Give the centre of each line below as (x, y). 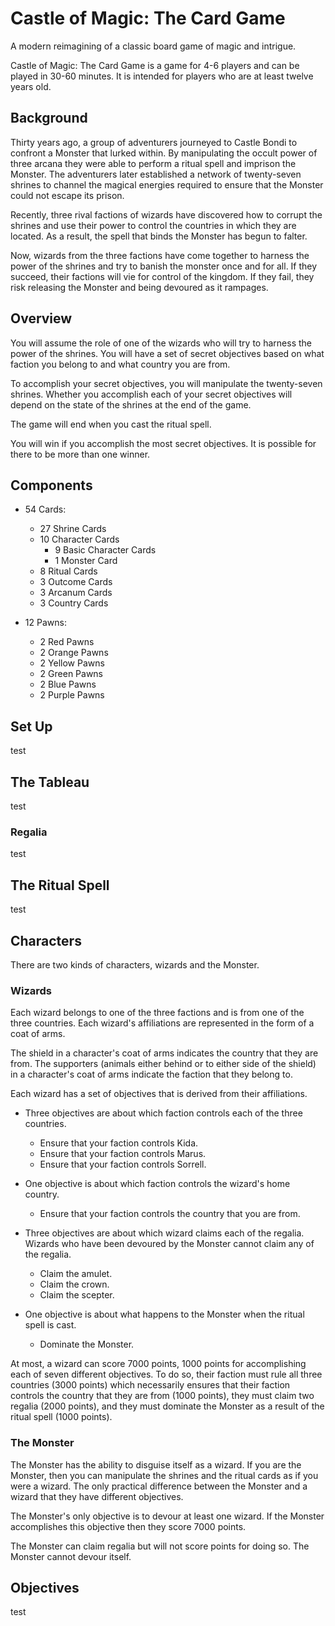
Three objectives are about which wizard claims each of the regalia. (164, 1233)
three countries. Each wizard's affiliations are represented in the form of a (162, 1023)
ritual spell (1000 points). (61, 1417)
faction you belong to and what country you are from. (120, 364)
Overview (41, 318)
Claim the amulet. (76, 1274)
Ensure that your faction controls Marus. (123, 1154)
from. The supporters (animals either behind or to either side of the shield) (163, 1064)
